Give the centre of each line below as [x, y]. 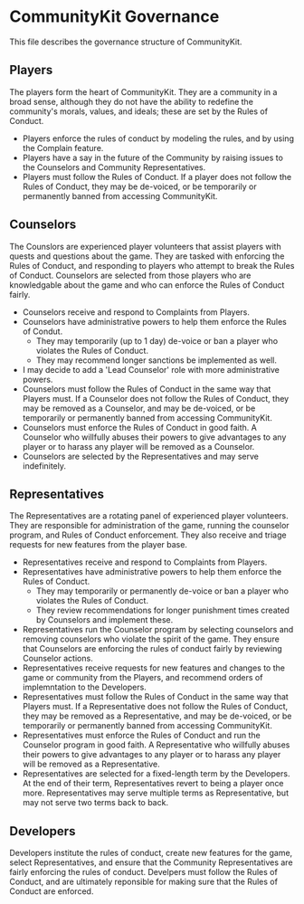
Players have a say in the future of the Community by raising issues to [152, 157]
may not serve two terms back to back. [95, 803]
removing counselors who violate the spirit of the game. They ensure [151, 639]
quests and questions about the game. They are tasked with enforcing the [147, 256]
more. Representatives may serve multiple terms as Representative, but [156, 793]
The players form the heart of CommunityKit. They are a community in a [143, 91]
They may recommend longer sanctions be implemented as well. [157, 360]
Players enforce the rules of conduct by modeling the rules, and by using [158, 138]
